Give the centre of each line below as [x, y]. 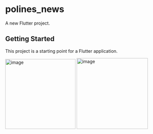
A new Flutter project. [28, 23]
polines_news [35, 9]
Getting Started [30, 39]
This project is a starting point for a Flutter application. [61, 51]
